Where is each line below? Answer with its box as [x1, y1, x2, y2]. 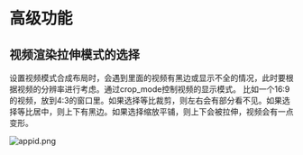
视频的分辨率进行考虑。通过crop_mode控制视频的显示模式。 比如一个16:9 [16, 84, 290, 95]
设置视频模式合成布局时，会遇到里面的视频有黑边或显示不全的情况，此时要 [9, 73, 286, 83]
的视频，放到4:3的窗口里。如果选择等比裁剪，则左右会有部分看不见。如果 [9, 96, 282, 105]
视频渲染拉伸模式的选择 [9, 47, 140, 62]
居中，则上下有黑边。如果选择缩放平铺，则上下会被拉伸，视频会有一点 [32, 106, 294, 117]
